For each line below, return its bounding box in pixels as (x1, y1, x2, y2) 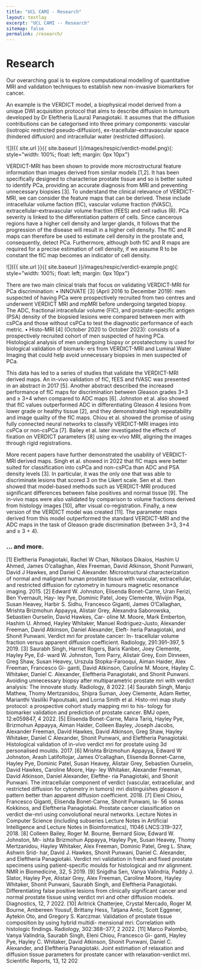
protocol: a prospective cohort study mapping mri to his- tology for (6, 703, 172, 710)
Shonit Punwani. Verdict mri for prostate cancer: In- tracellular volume (6, 632, 179, 640)
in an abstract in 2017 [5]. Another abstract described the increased (6, 382, 174, 390)
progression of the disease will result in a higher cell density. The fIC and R (6, 226, 191, 234)
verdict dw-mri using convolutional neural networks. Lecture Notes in (6, 811, 178, 818)
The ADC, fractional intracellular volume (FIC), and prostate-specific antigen (6, 307, 195, 314)
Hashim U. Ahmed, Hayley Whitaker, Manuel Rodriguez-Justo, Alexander (6, 620, 186, 627)
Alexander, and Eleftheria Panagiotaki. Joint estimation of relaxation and (6, 945, 184, 952)
